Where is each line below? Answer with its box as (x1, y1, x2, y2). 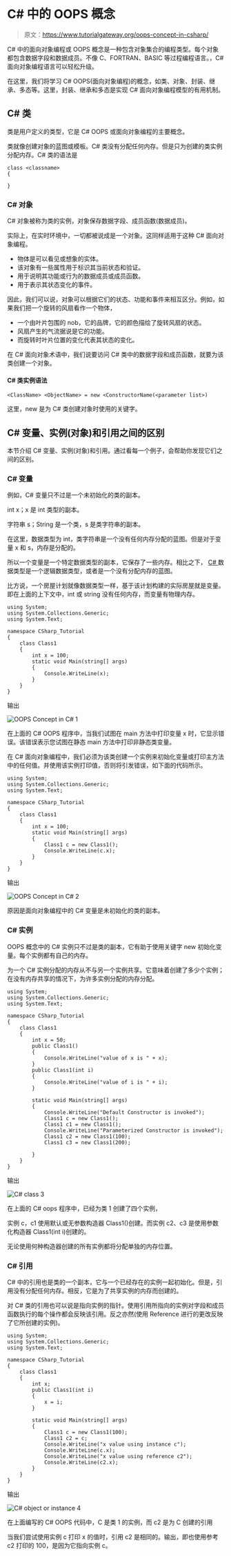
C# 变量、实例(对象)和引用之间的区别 (7, 427, 165, 439)
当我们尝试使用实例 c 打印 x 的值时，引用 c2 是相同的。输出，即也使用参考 (7, 1533, 219, 1541)
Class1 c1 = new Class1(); (43, 1121, 122, 1128)
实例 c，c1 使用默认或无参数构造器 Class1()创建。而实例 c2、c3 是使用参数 (7, 1219, 219, 1227)
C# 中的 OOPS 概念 (7, 6, 116, 22)
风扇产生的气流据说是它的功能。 (17, 327, 108, 335)
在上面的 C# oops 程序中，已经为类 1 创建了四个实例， (7, 1204, 162, 1213)
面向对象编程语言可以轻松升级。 (7, 62, 98, 70)
